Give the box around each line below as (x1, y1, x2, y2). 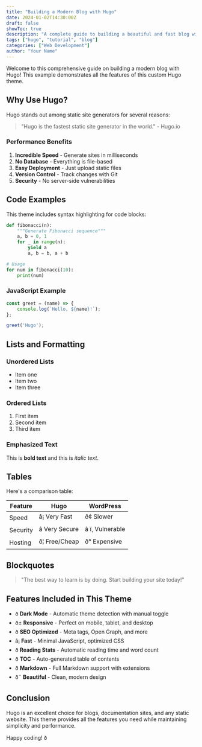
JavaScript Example (6, 287, 66, 295)
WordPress (88, 502, 121, 510)
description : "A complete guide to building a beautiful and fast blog (6, 31, 189, 37)
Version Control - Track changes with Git (14, 170, 118, 178)
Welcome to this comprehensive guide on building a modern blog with (6, 65, 180, 72)
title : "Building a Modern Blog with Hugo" (6, 8, 117, 15)
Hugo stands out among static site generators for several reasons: (6, 111, 170, 118)
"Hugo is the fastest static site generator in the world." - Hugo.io (20, 122, 180, 130)
